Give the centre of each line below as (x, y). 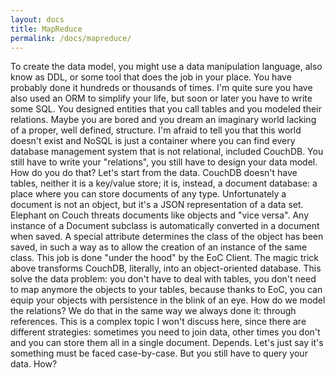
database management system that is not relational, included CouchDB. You (167, 152)
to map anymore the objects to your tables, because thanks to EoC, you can (166, 290)
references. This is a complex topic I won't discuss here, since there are (158, 322)
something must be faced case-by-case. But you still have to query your (159, 353)
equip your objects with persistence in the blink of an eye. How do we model (168, 300)
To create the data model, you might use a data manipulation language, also (166, 67)
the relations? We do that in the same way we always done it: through (153, 311)
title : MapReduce (46, 29)
